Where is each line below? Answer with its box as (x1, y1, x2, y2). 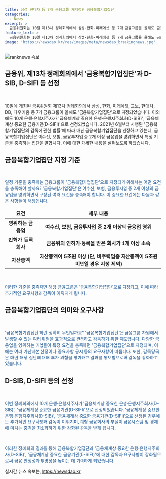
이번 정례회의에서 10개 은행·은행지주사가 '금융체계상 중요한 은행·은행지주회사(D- (5, 400, 159, 406)
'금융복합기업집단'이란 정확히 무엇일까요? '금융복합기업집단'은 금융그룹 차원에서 (5, 330, 158, 336)
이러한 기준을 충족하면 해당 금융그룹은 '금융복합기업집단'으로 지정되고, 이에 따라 (5, 284, 158, 290)
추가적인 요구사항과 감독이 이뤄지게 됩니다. (5, 290, 87, 296)
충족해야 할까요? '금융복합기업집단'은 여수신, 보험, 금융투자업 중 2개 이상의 (10, 185, 154, 191)
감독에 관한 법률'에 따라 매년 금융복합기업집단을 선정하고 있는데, (30, 127, 153, 133)
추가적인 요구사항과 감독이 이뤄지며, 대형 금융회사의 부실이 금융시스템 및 (10, 419, 149, 424)
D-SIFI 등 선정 (19, 79, 60, 87)
